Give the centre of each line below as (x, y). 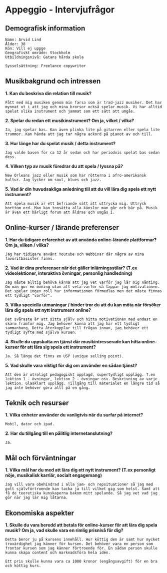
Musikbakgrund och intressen (53, 81)
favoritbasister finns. (30, 258)
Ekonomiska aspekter (39, 513)
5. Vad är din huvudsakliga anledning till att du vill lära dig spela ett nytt (81, 189)
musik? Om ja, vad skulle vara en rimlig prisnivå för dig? (64, 530)
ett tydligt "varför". (29, 295)
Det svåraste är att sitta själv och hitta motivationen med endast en (81, 319)
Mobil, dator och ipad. (30, 424)
